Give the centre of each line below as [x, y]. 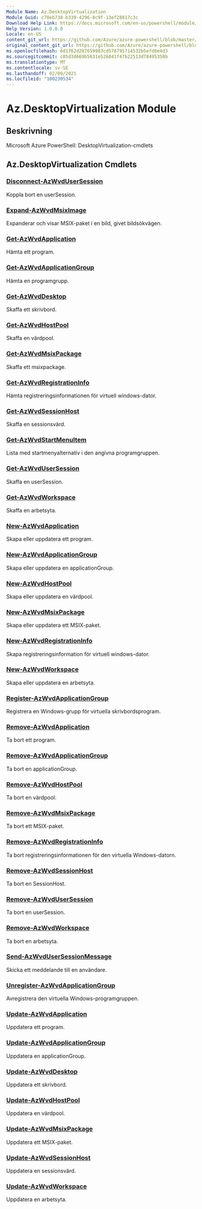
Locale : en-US [24, 34]
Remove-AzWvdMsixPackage [51, 813]
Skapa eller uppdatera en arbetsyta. [50, 682]
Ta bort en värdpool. [32, 798]
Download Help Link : [32, 23]
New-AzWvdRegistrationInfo [50, 641]
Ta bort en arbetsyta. [32, 941]
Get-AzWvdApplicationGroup [50, 267]
